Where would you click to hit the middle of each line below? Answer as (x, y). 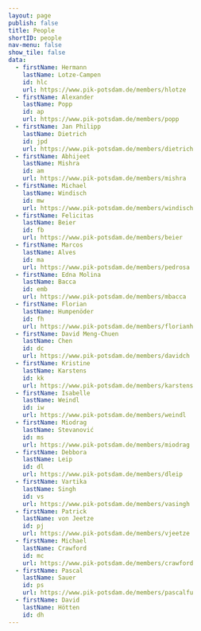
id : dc (33, 349)
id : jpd (35, 141)
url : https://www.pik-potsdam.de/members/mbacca (104, 297)
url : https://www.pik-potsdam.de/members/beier (102, 238)
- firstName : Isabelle (53, 393)
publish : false (33, 23)
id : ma (33, 259)
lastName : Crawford (55, 548)
